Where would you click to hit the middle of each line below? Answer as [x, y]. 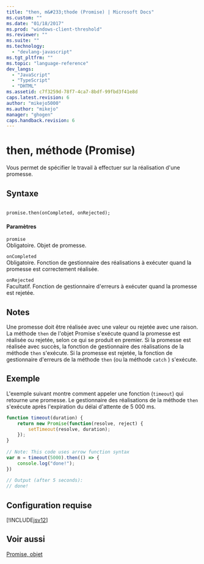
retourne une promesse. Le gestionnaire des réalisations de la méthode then [102, 400]
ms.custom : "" [24, 18]
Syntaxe [22, 193]
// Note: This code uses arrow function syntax [68, 452]
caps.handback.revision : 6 [41, 120]
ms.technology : [26, 47]
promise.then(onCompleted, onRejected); [59, 213]
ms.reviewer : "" [27, 35]
